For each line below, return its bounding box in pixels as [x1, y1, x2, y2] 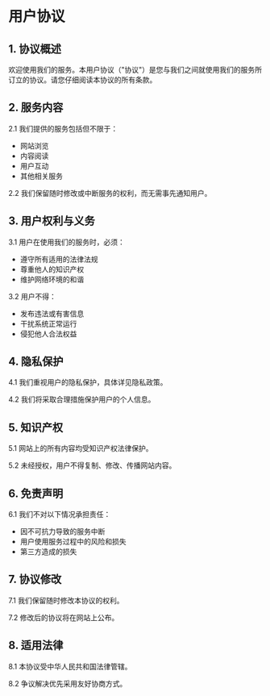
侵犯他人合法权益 [19, 328, 77, 339]
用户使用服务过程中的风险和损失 [19, 537, 127, 547]
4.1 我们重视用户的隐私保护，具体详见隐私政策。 [8, 377, 168, 387]
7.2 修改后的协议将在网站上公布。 [8, 612, 119, 622]
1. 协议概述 [8, 42, 62, 56]
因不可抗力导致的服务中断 [19, 527, 106, 536]
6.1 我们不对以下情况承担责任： [8, 510, 111, 519]
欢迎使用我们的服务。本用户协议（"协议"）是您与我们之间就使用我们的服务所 [8, 65, 263, 74]
